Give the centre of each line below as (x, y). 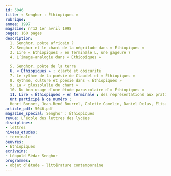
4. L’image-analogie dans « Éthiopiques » (55, 57)
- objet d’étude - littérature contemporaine (54, 165)
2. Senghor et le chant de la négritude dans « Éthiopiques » (77, 48)
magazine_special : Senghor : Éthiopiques (50, 114)
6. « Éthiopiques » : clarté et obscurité (55, 71)
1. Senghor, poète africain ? (42, 43)
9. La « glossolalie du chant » (44, 85)
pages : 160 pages (24, 33)
